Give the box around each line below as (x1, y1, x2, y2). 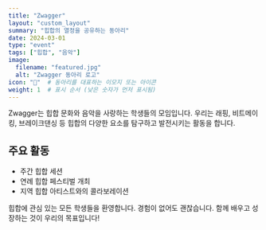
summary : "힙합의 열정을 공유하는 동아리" (8, 26, 130, 34)
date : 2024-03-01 (8, 33, 66, 42)
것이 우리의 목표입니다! (29, 213, 100, 223)
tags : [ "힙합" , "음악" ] (8, 49, 81, 57)
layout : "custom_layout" (8, 19, 91, 27)
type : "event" (8, 41, 56, 49)
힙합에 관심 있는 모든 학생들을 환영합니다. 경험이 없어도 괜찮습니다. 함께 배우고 (8, 204, 251, 213)
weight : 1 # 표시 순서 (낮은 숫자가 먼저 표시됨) (8, 85, 157, 94)
